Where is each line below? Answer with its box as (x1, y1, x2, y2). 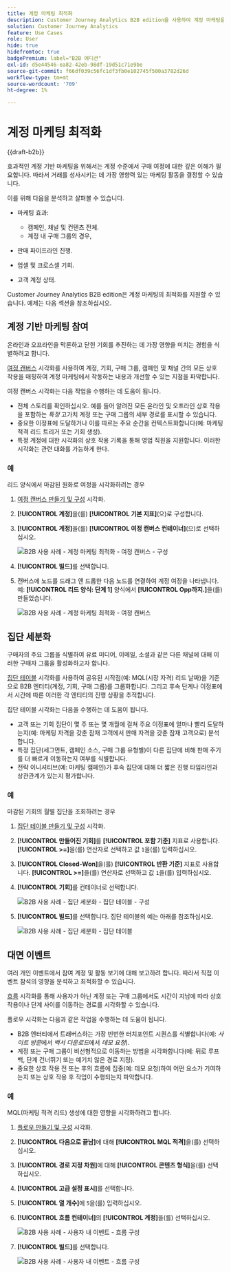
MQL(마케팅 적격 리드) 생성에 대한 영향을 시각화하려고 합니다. (7, 1109, 172, 1117)
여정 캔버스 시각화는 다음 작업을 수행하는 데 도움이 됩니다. (7, 387, 162, 395)
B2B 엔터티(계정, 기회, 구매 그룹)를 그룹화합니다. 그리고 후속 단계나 (19, 682, 199, 690)
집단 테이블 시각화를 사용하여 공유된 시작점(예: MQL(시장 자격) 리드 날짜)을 (7, 673, 208, 681)
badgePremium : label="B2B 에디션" (7, 55, 102, 62)
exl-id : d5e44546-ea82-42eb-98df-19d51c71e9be (7, 61, 143, 68)
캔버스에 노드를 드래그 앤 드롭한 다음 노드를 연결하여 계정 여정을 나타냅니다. (16, 577, 219, 585)
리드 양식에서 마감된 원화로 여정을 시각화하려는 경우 (7, 480, 145, 489)
